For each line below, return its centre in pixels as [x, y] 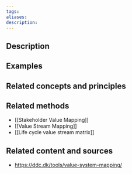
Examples [24, 66]
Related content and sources [60, 151]
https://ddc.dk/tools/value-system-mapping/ [68, 165]
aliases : [17, 17]
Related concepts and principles [66, 86]
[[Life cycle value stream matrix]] [54, 132]
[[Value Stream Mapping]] [46, 126]
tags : [13, 11]
